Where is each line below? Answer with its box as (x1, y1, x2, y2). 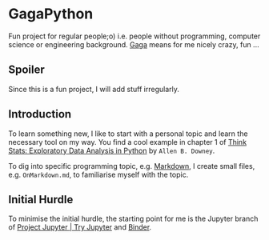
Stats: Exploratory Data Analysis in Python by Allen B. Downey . (8, 146, 215, 155)
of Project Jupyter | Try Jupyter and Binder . (8, 222, 152, 232)
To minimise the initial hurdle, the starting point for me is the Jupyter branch (8, 214, 259, 224)
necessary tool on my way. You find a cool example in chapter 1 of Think (8, 137, 247, 146)
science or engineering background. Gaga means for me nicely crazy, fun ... (8, 39, 259, 49)
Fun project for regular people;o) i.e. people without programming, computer (8, 31, 261, 41)
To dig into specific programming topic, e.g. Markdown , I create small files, (8, 161, 255, 170)
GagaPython (8, 5, 94, 23)
